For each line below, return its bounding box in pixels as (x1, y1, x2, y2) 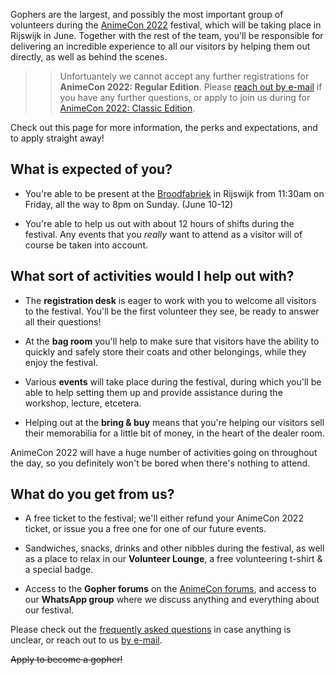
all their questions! (24, 315, 102, 328)
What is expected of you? (10, 161, 173, 178)
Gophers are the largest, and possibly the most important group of (10, 9, 284, 20)
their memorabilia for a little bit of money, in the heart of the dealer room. (24, 427, 325, 439)
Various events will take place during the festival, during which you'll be (24, 375, 322, 388)
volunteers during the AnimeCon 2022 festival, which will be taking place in (10, 19, 322, 31)
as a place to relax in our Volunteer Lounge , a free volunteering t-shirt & (24, 553, 323, 565)
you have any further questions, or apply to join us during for (59, 92, 311, 103)
